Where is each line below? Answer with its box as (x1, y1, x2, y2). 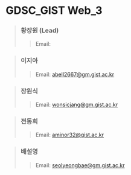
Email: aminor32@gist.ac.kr (35, 131, 104, 139)
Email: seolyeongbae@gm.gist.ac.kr (35, 161, 125, 169)
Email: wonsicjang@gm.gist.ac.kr (35, 101, 118, 109)
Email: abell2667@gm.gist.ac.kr (35, 71, 115, 78)
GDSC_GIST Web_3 (5, 4, 103, 17)
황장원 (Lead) (20, 27, 59, 35)
